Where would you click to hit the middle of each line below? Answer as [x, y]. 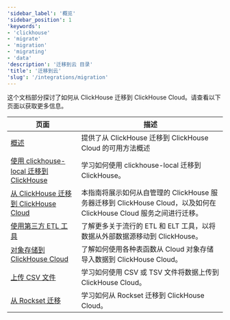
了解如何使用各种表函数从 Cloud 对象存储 [148, 249]
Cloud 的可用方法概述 [116, 148]
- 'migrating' [27, 52]
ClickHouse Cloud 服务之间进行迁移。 [142, 213]
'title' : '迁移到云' [34, 71]
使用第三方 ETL [35, 226]
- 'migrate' [24, 39]
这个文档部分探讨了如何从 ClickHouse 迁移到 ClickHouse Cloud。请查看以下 [114, 97]
